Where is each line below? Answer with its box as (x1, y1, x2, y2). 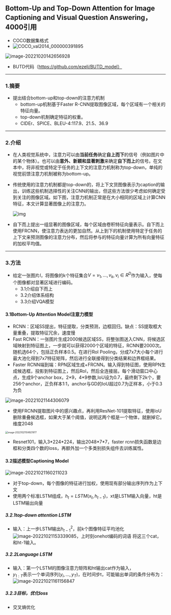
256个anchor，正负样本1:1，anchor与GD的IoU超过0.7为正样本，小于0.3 (12, 381, 163, 387)
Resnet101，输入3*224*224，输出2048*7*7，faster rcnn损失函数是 (12, 439, 157, 445)
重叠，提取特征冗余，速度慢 (17, 330, 75, 336)
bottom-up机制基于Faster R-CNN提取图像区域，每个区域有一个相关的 (20, 101, 166, 108)
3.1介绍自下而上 (20, 286, 53, 292)
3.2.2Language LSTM (5, 551, 52, 557)
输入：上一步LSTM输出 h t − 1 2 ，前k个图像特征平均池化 (12, 525, 125, 533)
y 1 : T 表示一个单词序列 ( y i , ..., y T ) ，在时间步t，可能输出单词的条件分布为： (12, 571, 164, 578)
